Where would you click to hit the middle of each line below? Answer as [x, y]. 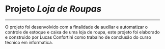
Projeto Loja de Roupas [53, 9]
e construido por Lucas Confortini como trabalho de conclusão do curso [78, 37]
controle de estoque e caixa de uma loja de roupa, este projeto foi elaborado [82, 32]
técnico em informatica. [29, 42]
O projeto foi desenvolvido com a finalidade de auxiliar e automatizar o [77, 27]
